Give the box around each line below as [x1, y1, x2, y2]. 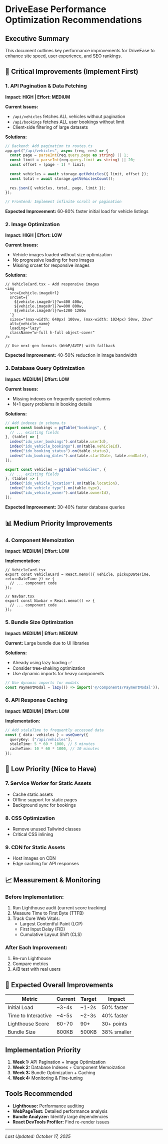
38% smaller [101, 1028, 131, 1035]
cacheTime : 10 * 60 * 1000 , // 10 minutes [9, 746, 99, 752]
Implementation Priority [5, 1046, 81, 1054]
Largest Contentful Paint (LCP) [19, 921, 83, 927]
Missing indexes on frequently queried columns [12, 395, 111, 401]
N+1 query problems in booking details [12, 401, 92, 407]
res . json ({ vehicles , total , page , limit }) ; [9, 185, 106, 190]
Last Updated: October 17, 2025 [5, 1133, 71, 1139]
